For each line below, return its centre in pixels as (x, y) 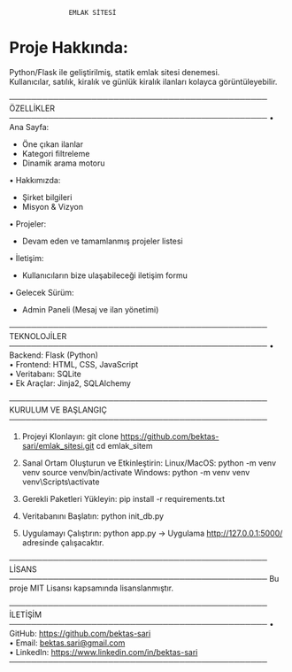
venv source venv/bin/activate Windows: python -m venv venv (136, 472)
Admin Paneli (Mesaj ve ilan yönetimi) (90, 309)
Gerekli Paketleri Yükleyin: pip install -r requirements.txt (123, 498)
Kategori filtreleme (56, 153)
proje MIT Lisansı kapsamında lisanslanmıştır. (92, 588)
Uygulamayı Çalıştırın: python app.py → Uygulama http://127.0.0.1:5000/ (152, 533)
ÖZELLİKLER (32, 108)
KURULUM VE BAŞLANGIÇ (58, 409)
